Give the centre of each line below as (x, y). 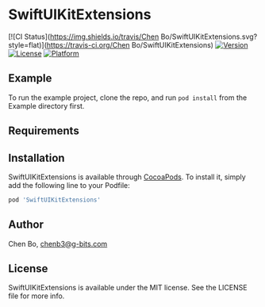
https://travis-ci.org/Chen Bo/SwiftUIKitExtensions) (130, 44)
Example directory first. (46, 106)
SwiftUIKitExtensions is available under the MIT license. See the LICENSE (128, 288)
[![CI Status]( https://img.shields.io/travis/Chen (84, 36)
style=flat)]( (28, 44)
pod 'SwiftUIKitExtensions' (55, 200)
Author (26, 225)
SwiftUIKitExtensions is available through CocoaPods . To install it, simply (127, 177)
